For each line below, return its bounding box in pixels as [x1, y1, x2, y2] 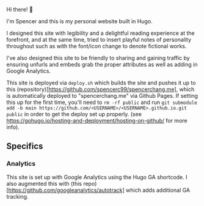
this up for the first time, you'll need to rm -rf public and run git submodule [6, 98, 197, 106]
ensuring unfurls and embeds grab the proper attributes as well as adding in [6, 61, 198, 68]
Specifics [6, 141, 43, 152]
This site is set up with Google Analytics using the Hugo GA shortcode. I [6, 173, 188, 180]
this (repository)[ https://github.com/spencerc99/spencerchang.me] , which [6, 86, 195, 93]
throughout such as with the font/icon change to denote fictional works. [6, 43, 187, 50]
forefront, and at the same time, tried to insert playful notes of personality [6, 36, 191, 43]
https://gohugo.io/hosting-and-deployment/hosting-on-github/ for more [6, 117, 188, 124]
